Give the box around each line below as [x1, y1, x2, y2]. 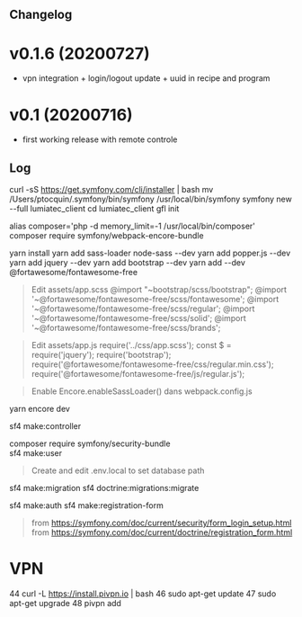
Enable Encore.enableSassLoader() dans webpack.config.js [31, 386, 253, 397]
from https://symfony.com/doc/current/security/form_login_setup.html [31, 517, 292, 529]
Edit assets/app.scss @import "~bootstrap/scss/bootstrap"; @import [31, 284, 288, 295]
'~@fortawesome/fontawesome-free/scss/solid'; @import [31, 313, 247, 324]
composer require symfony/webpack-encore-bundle [9, 230, 204, 241]
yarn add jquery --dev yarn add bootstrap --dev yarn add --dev [9, 257, 245, 268]
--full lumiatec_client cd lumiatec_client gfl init [9, 203, 180, 214]
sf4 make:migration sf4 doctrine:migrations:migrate [9, 483, 200, 494]
